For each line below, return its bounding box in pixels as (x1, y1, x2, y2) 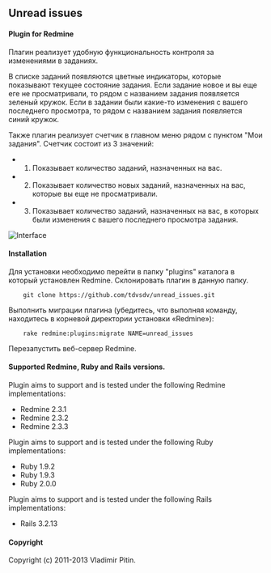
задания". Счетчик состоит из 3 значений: (8, 138, 155, 148)
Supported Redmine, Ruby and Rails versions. (8, 362, 166, 371)
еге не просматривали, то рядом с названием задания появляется (8, 88, 240, 98)
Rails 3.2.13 (19, 519, 58, 528)
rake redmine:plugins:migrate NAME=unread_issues (23, 329, 194, 337)
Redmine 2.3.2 (19, 413, 69, 422)
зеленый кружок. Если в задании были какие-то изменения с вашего (8, 97, 248, 107)
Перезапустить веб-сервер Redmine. (8, 343, 138, 353)
